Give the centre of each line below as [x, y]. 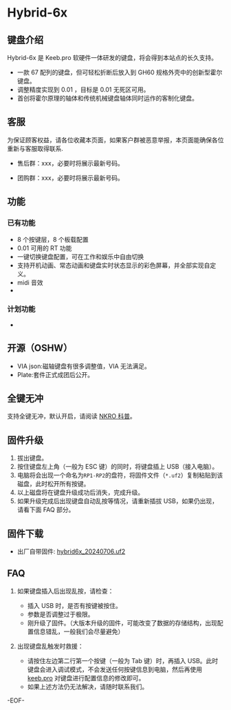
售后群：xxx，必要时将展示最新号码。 [70, 163]
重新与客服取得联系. [35, 148]
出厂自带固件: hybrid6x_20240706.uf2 [71, 551]
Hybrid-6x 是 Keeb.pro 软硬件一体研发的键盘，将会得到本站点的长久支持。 [112, 58]
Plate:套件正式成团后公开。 [55, 374]
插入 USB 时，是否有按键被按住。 [75, 605]
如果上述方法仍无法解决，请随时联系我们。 [88, 687]
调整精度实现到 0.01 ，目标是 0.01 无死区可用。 [83, 90]
